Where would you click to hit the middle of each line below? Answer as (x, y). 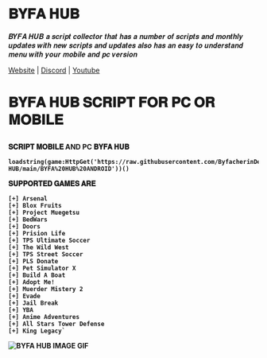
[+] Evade (25, 296)
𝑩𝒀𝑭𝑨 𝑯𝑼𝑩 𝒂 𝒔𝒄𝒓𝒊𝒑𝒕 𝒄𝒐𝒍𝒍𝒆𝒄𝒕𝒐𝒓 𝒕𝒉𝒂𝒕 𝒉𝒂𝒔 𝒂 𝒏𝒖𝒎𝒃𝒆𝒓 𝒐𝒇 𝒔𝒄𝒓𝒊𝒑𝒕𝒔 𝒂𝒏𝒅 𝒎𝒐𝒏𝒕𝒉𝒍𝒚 (126, 36)
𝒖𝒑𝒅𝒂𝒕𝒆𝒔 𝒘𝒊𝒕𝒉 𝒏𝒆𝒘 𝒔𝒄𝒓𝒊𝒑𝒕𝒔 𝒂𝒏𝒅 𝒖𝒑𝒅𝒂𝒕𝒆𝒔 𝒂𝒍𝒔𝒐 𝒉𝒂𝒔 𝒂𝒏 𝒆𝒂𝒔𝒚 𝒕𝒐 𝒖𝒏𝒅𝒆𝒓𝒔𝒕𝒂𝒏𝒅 (126, 45)
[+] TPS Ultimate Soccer (49, 241)
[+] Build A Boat (37, 275)
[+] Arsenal (28, 199)
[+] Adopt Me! (32, 282)
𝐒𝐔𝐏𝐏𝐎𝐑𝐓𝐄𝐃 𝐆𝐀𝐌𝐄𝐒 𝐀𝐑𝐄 (52, 184)
